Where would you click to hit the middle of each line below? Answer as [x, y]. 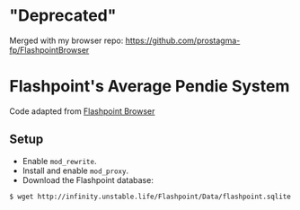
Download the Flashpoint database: [88, 179]
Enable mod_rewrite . [59, 161]
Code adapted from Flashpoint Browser [82, 111]
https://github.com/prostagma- [183, 40]
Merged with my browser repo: [66, 40]
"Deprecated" [63, 16]
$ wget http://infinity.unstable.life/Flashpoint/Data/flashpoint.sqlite [150, 197]
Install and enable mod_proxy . [75, 171]
